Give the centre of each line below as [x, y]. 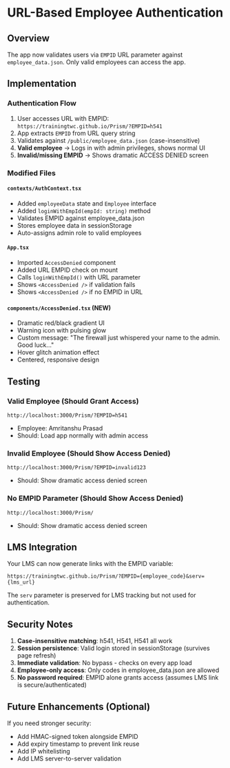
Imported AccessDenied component [66, 263]
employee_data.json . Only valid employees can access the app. [96, 62]
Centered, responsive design [58, 360]
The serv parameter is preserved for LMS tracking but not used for [102, 595]
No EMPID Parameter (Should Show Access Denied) [95, 498]
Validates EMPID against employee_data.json [81, 218]
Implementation [42, 84]
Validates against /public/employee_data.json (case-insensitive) [108, 140]
